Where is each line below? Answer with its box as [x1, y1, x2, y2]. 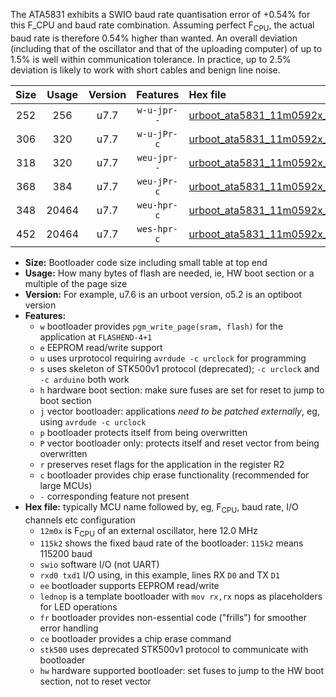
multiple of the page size [24, 277, 128, 289]
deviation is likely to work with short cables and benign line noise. [10, 64, 281, 76]
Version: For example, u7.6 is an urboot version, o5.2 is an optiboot [24, 288, 303, 300]
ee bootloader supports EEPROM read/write [39, 580, 220, 592]
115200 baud [39, 548, 93, 560]
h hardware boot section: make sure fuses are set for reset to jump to [39, 384, 325, 396]
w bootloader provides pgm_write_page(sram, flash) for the [39, 320, 284, 332]
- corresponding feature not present [39, 490, 190, 502]
